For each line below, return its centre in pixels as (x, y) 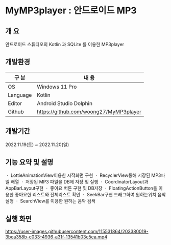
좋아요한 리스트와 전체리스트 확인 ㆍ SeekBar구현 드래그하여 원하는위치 (86, 195)
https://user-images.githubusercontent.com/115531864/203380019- (77, 232)
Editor (15, 103)
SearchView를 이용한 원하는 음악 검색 (58, 201)
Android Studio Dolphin (65, 103)
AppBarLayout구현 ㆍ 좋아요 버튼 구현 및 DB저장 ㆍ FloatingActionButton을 (81, 188)
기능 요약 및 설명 (29, 162)
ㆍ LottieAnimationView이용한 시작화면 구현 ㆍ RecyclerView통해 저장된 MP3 (83, 175)
